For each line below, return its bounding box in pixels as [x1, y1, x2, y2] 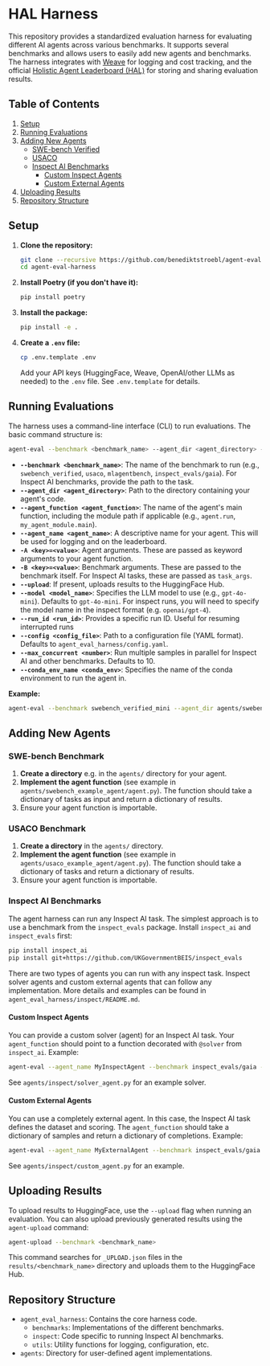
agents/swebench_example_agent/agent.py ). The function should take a [19, 786, 252, 795]
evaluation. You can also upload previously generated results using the [8, 1214, 243, 1224]
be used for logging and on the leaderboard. [19, 536, 167, 546]
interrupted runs [19, 622, 74, 632]
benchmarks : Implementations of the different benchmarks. [31, 1323, 224, 1332]
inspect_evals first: [8, 930, 72, 940]
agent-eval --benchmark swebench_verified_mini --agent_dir [8, 704, 215, 712]
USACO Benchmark [8, 823, 86, 834]
